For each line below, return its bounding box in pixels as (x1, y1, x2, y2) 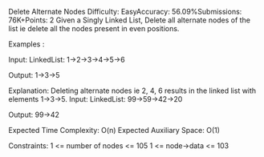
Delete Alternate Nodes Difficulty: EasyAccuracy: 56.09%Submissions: (8, 7, 242, 16)
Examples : (8, 39, 45, 49)
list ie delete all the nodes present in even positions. (8, 24, 180, 33)
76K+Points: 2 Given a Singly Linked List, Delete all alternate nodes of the (8, 15, 251, 25)
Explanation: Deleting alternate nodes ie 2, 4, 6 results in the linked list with (8, 86, 257, 95)
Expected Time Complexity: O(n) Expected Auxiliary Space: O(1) (8, 126, 221, 135)
